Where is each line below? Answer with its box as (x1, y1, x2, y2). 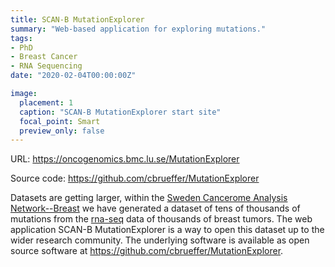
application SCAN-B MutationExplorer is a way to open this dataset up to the (10, 224, 325, 236)
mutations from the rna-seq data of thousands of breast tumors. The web (10, 213, 313, 225)
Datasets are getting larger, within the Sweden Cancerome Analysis (10, 192, 288, 204)
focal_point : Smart (19, 116, 101, 126)
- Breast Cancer (10, 52, 78, 62)
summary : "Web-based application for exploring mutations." (10, 24, 267, 34)
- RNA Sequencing (10, 61, 83, 71)
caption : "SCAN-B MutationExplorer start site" (19, 107, 222, 117)
